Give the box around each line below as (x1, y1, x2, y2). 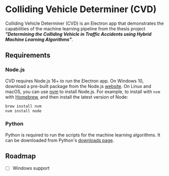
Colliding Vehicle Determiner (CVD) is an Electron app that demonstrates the (5, 20, 164, 26)
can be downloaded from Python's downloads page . (5, 137, 115, 143)
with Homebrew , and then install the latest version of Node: (5, 94, 129, 100)
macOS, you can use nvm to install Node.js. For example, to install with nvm (5, 89, 160, 95)
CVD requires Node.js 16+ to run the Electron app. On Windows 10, (5, 77, 144, 84)
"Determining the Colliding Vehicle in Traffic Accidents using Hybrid (5, 31, 152, 37)
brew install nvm (5, 104, 42, 109)
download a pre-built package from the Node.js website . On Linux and (5, 83, 151, 89)
